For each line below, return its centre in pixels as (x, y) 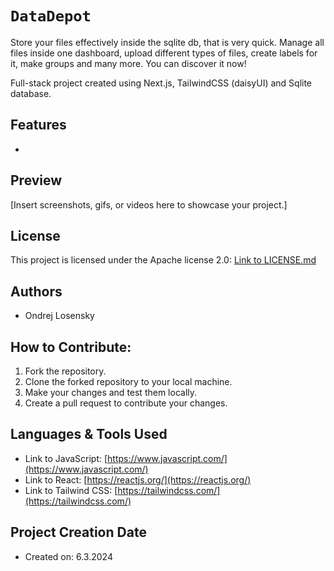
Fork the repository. (65, 371)
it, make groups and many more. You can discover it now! (128, 63)
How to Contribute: (71, 347)
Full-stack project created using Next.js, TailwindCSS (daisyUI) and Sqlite (161, 83)
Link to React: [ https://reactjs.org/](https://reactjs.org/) (138, 479)
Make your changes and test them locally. (111, 392)
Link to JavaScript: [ (66, 458)
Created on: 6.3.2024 (68, 556)
